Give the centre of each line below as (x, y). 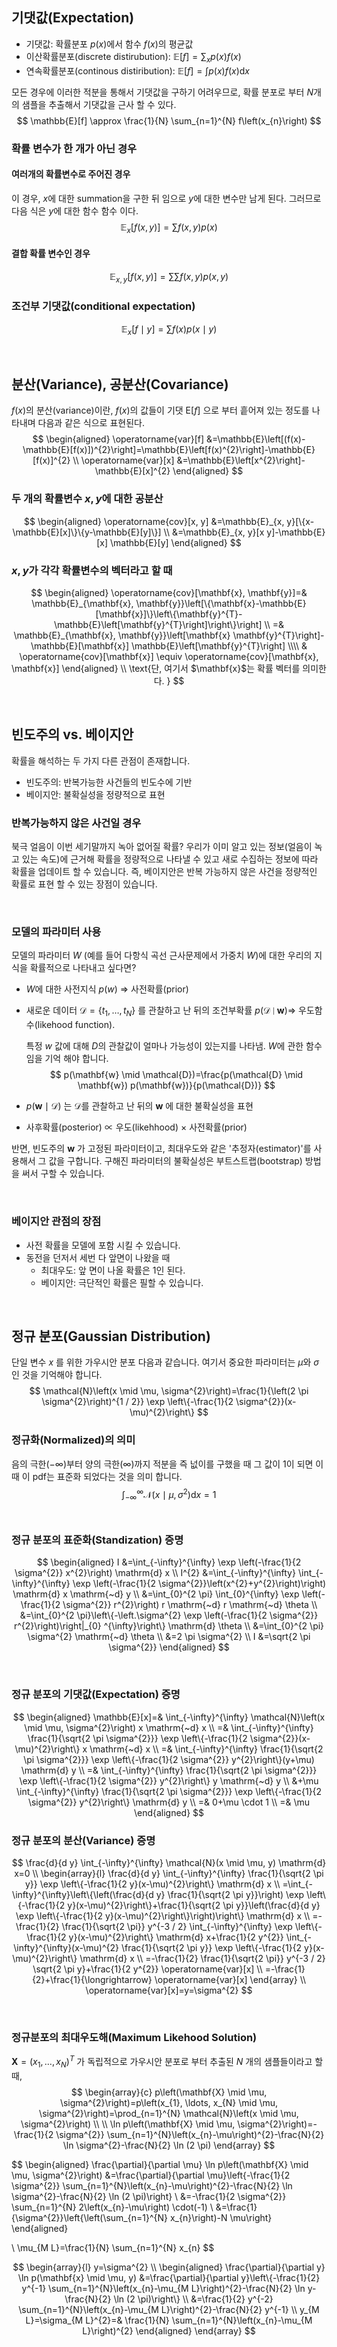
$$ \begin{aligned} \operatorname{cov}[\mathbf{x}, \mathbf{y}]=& (169, 593)
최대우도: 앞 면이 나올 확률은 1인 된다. (113, 1270)
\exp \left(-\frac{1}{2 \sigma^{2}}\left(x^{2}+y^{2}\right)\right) (199, 1584)
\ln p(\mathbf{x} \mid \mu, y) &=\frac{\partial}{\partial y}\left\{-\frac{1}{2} (169, 2277)
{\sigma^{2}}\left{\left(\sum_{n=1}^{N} (89, 2217)
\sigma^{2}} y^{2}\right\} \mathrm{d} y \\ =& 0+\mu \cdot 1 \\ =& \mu (169, 1802)
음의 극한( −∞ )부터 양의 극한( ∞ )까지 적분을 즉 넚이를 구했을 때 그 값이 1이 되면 (162, 1464)
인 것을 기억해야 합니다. (57, 1375)
